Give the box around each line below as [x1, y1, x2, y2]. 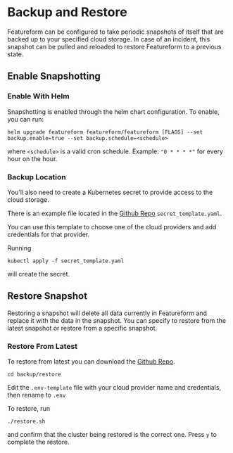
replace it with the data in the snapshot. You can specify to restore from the [7, 316, 227, 324]
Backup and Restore [7, 4, 128, 20]
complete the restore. [7, 438, 70, 447]
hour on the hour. [7, 154, 58, 162]
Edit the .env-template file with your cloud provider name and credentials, [7, 383, 222, 392]
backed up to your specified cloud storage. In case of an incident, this [7, 34, 210, 43]
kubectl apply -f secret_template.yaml [7, 257, 125, 264]
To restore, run [7, 404, 51, 413]
